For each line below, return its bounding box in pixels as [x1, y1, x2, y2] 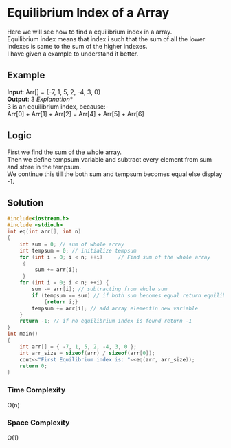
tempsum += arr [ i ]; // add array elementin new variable [32, 305, 198, 312]
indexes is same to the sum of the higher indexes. [7, 42, 148, 50]
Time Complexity [7, 385, 66, 395]
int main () [7, 330, 38, 338]
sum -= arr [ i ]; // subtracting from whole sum [32, 286, 168, 292]
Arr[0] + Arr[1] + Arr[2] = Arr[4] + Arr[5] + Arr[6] [7, 109, 144, 118]
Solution [7, 197, 44, 209]
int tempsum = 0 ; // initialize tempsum [19, 247, 137, 254]
